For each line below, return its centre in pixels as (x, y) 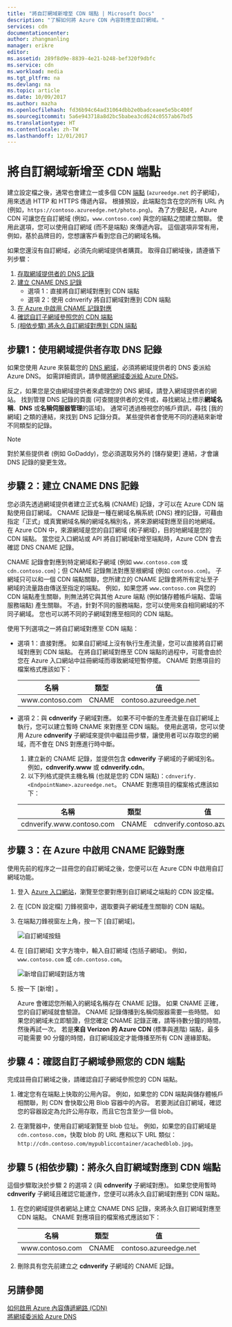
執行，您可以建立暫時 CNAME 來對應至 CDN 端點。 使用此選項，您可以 (118, 726)
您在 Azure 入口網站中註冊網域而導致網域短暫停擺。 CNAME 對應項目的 (119, 660)
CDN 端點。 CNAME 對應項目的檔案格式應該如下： (89, 1217)
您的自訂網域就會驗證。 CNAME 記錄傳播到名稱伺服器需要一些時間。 (115, 1012)
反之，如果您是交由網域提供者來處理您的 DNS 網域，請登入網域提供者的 (109, 391)
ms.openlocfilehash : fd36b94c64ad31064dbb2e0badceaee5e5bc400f (100, 110)
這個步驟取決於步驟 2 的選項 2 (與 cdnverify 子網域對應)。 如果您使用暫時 (112, 1185)
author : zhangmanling (38, 39)
